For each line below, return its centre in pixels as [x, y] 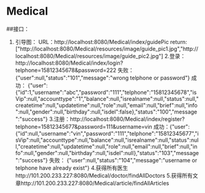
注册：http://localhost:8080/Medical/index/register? [119, 119]
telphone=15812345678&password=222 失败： [75, 70]
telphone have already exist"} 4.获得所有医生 [72, 168]
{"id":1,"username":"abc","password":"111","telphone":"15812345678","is [106, 92]
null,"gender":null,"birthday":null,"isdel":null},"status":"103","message [112, 153]
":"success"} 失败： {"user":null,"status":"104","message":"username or [106, 160]
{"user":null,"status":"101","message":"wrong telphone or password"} [102, 78]
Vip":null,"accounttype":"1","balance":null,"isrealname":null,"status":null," [107, 98]
